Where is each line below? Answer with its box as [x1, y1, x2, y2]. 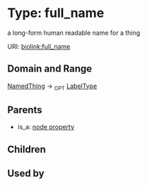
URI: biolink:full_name [7, 42, 71, 50]
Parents [7, 104, 42, 116]
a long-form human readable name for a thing [7, 28, 141, 37]
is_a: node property [17, 123, 75, 131]
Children [7, 143, 46, 155]
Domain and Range [7, 62, 93, 75]
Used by [7, 168, 45, 180]
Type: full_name [7, 5, 105, 21]
